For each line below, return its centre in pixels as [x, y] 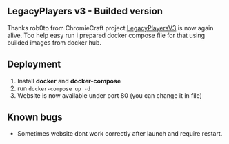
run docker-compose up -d [54, 88]
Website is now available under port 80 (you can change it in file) [109, 95]
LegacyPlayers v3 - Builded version [85, 11]
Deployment [34, 64]
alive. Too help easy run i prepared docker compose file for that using [106, 35]
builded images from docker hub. [54, 42]
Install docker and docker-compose [69, 81]
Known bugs [35, 117]
